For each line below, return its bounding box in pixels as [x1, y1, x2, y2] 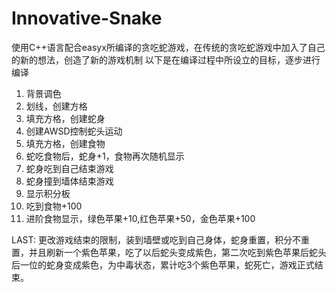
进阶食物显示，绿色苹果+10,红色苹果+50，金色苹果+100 [25, 212, 256, 224]
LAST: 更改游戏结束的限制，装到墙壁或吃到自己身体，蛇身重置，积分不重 [11, 233, 310, 246]
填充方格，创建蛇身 [25, 112, 106, 124]
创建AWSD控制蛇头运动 [25, 125, 123, 137]
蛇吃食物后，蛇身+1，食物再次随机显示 [25, 150, 185, 162]
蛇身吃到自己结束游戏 [25, 162, 114, 174]
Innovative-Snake [11, 7, 163, 30]
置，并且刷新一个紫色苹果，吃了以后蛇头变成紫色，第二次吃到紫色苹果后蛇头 [11, 246, 327, 258]
